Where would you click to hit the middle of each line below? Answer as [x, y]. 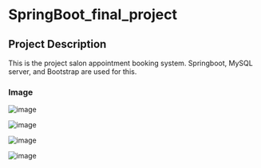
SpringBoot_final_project [93, 15]
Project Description [57, 44]
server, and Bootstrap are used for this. [73, 72]
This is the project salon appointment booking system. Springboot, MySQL [130, 63]
